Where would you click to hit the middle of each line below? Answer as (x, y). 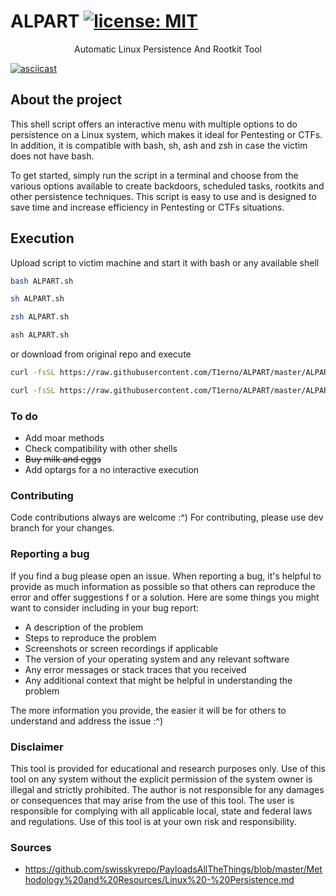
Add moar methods (64, 438)
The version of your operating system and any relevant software (157, 659)
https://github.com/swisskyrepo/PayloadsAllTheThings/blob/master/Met (173, 869)
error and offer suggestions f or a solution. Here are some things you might (165, 597)
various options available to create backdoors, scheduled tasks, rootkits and (167, 186)
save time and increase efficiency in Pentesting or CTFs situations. (147, 207)
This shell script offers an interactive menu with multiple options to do (154, 124)
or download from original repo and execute (101, 354)
